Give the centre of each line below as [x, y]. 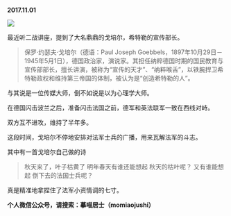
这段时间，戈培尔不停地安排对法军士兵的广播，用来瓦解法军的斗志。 [104, 137]
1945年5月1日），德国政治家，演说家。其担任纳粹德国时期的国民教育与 [124, 61]
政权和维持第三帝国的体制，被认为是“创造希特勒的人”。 [115, 78]
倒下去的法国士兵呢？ [63, 175]
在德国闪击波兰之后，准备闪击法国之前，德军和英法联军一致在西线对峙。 [110, 108]
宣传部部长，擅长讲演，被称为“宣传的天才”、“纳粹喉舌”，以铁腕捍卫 [121, 69]
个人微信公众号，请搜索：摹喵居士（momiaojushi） [81, 205]
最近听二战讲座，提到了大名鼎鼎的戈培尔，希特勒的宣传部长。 [95, 37]
